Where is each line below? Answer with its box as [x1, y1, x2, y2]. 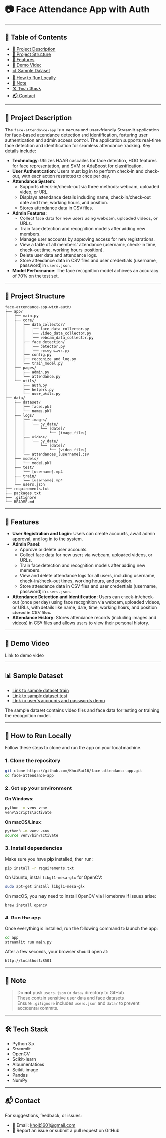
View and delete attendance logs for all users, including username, [19, 573, 156, 579]
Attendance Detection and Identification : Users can [12, 594, 120, 600]
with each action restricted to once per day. [21, 173, 110, 179]
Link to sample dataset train [12, 687, 69, 693]
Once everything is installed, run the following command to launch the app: [5, 925, 158, 931]
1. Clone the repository [5, 757, 61, 764]
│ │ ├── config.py [5, 352, 52, 357]
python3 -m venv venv [5, 829, 50, 833]
